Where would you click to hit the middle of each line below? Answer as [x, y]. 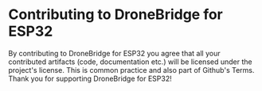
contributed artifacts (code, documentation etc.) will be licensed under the [130, 62]
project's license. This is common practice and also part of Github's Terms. [131, 70]
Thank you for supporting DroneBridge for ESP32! [90, 78]
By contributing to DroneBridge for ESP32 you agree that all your [114, 53]
